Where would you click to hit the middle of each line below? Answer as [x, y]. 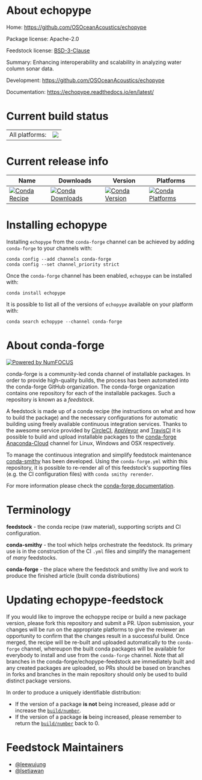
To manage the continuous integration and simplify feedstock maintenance [99, 455]
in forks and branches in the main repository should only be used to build [97, 674]
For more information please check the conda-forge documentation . [91, 485]
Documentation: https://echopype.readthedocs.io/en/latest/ [80, 92]
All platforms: [28, 134]
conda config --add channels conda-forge [59, 259]
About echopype [49, 11]
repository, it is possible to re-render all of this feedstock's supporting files [99, 467]
